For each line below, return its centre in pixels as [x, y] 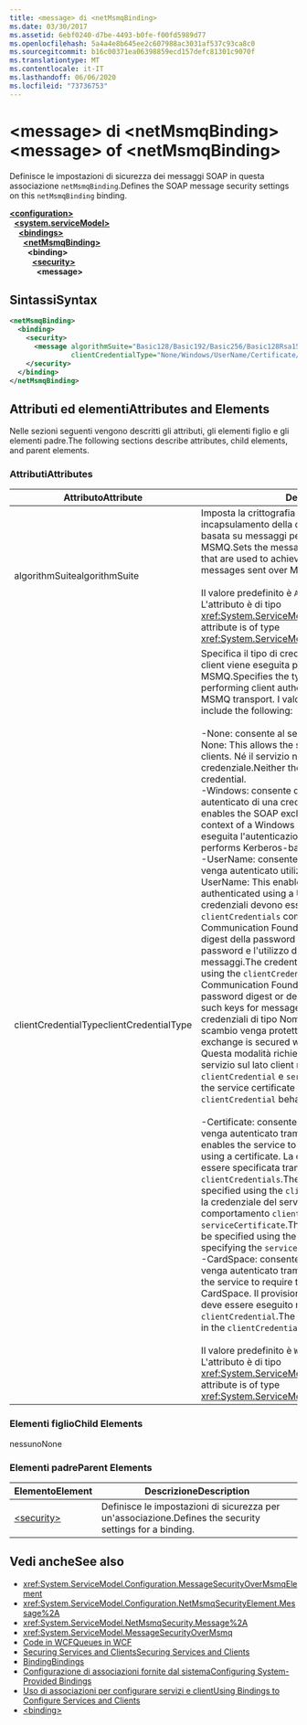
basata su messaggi [244, 536]
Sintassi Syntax [53, 299]
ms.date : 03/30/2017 [49, 27]
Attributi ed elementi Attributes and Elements [139, 409]
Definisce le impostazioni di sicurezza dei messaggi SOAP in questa [137, 176]
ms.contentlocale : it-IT [57, 69]
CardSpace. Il [230, 1294]
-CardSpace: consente [250, 1260]
